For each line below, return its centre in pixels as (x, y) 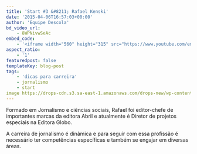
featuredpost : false (31, 60)
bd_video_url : (23, 28)
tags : (13, 71)
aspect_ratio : (23, 50)
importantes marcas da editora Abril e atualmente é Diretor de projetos (91, 116)
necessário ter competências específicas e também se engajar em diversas (97, 140)
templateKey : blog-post (35, 66)
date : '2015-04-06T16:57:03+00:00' (50, 17)
